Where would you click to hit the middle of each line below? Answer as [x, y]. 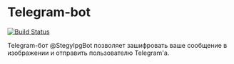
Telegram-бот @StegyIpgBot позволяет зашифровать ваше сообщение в [117, 45]
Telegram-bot [49, 12]
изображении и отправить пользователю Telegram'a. [88, 53]
